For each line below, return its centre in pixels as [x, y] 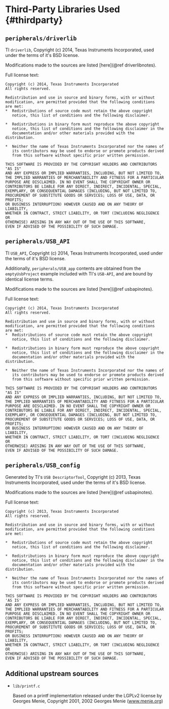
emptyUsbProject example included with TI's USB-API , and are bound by [79, 273]
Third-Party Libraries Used [63, 9]
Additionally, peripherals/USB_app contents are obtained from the [73, 268]
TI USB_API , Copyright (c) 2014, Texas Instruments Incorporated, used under [84, 253]
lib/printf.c [26, 686]
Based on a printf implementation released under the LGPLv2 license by [87, 696]
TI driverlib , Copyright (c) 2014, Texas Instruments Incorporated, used [80, 50]
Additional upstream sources [52, 674]
